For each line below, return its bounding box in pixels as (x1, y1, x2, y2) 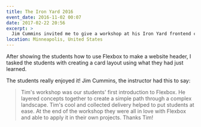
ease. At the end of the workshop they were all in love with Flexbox (20, 108, 187, 114)
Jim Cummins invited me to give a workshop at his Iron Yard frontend (11, 31, 191, 37)
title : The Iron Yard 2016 (6, 8, 74, 15)
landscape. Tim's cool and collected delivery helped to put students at (20, 101, 194, 108)
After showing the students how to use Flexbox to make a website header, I (6, 53, 191, 60)
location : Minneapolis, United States (6, 36, 103, 42)
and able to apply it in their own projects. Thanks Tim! (20, 114, 154, 121)
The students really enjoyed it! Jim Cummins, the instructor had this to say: (6, 77, 191, 84)
